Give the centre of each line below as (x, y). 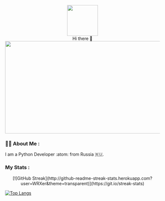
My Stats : (17, 167)
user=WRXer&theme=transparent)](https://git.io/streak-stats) (82, 183)
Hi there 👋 (82, 38)
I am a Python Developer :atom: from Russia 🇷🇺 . (55, 154)
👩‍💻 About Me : (23, 143)
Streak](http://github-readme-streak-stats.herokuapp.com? (92, 178)
